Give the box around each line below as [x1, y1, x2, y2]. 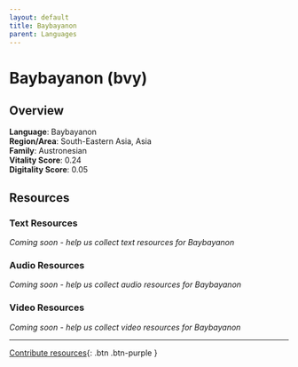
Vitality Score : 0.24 [9, 155, 82, 165]
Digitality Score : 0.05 [9, 164, 89, 175]
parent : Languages [9, 29, 77, 38]
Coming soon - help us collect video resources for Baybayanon [9, 322, 241, 332]
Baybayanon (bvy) [9, 68, 148, 88]
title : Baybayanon [9, 21, 77, 30]
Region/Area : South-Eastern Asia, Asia [9, 136, 153, 147]
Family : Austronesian [9, 146, 87, 156]
